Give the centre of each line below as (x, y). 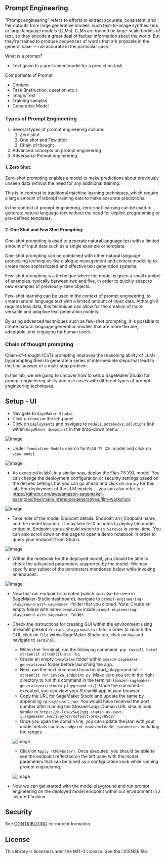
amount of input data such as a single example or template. (65, 246)
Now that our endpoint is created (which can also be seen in (74, 593)
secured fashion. (29, 796)
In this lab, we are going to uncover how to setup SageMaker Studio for (78, 375)
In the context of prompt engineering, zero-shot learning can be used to (78, 208)
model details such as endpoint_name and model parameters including (89, 726)
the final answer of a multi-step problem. (46, 365)
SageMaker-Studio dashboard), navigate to (56, 599)
